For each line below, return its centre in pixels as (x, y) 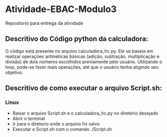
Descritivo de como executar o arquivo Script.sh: (84, 88)
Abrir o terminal (29, 118)
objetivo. (14, 72)
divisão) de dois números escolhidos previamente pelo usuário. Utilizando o (84, 62)
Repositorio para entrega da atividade (44, 23)
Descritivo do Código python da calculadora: (77, 39)
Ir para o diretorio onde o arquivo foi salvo (56, 124)
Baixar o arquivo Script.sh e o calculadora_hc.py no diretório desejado (85, 113)
